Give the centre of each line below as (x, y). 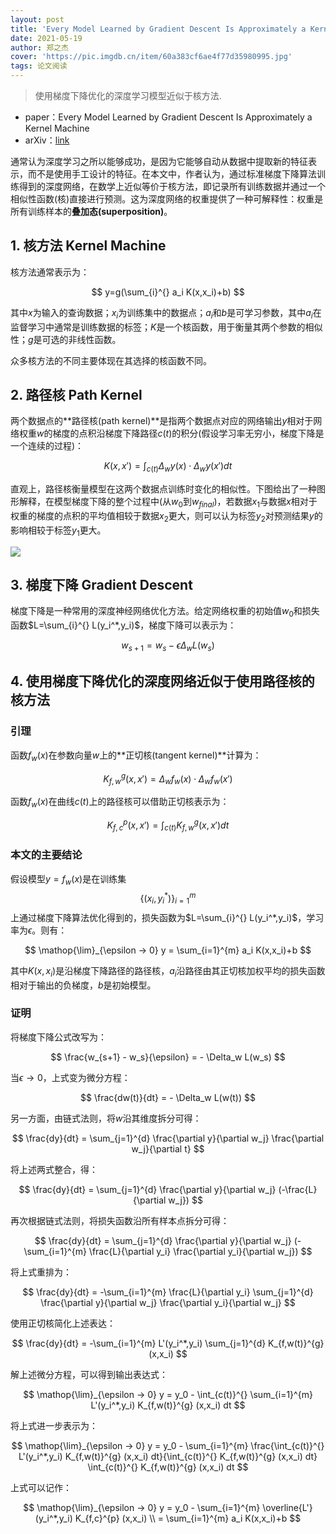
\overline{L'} (287, 1507)
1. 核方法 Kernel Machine (88, 246)
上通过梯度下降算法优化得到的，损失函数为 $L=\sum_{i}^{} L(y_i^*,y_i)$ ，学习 (167, 917)
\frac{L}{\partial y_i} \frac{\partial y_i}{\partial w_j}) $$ (200, 1251)
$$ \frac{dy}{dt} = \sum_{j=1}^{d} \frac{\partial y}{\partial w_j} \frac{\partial (168, 1138)
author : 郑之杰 (39, 47)
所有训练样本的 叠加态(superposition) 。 (91, 211)
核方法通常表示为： (50, 272)
